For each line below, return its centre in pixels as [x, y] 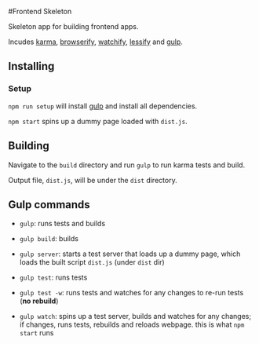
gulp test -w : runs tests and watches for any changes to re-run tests [131, 293]
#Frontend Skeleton [40, 11]
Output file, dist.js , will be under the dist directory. [93, 180]
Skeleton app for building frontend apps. [73, 26]
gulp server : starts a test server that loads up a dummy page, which [130, 254]
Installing [31, 66]
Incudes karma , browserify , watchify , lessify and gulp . [95, 42]
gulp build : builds [49, 239]
